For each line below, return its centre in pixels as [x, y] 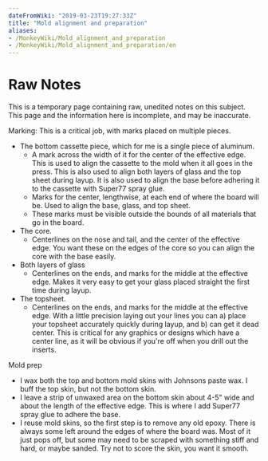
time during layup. [61, 290]
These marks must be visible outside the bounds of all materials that [144, 214]
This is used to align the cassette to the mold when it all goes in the [142, 164]
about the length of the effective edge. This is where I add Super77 [130, 406]
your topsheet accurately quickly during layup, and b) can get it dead [145, 325]
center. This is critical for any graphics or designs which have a [136, 333]
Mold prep [25, 365]
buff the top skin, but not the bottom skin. [88, 389]
